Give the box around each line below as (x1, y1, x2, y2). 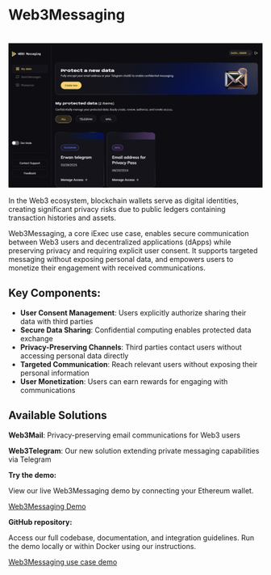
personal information (19, 368, 90, 378)
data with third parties (19, 316, 94, 326)
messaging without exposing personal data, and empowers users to (8, 254, 234, 264)
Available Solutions (8, 408, 107, 422)
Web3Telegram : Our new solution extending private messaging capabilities (8, 446, 260, 455)
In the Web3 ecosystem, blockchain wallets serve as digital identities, (8, 196, 240, 205)
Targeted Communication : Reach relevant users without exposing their (19, 359, 258, 369)
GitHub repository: (8, 517, 73, 526)
